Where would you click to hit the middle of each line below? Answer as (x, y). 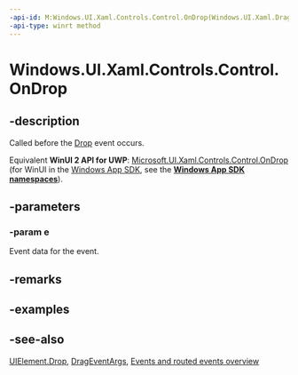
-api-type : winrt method (55, 26)
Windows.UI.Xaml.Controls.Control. (144, 70)
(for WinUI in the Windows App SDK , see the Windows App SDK (127, 169)
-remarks (35, 279)
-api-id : (25, 17)
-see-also (37, 340)
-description (44, 121)
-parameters (45, 207)
